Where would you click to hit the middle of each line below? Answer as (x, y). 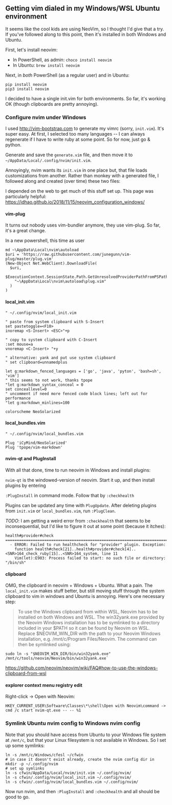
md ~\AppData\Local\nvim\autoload (42, 250)
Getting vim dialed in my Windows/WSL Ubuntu (83, 8)
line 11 (110, 554)
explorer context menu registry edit (44, 685)
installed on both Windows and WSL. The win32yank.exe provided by (91, 617)
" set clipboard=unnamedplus (36, 362)
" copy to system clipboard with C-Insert (51, 340)
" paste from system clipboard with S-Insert (55, 322)
